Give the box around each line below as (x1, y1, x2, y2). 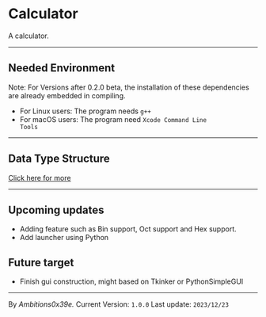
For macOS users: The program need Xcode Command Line (19, 114, 207, 124)
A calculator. (8, 31, 49, 40)
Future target (8, 255, 74, 269)
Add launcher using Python (19, 233, 109, 243)
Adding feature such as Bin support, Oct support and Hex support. (19, 224, 237, 234)
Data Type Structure (8, 152, 111, 166)
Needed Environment (8, 61, 116, 75)
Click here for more (8, 173, 71, 182)
